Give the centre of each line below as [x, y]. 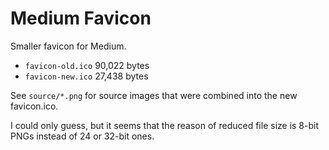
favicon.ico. [34, 106]
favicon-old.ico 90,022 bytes [87, 65]
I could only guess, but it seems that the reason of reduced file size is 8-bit [165, 125]
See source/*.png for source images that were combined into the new [154, 95]
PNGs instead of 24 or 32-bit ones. [82, 136]
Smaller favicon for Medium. [68, 46]
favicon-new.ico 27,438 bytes [86, 76]
